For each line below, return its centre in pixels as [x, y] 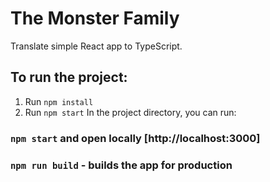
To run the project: [69, 77]
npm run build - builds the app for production [121, 165]
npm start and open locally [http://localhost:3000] [135, 138]
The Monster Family [95, 18]
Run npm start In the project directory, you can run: [130, 112]
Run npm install [59, 101]
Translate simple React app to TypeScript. [96, 46]
